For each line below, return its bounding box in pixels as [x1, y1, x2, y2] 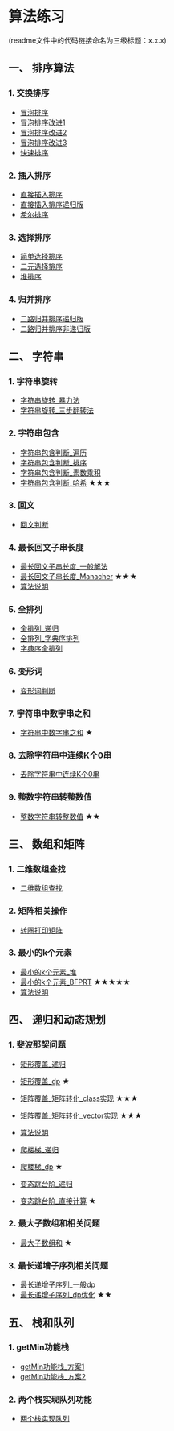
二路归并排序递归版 [19, 313, 84, 323]
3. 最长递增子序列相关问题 [8, 1259, 109, 1271]
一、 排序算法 [8, 61, 75, 75]
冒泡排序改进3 [19, 138, 67, 147]
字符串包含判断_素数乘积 [19, 468, 102, 478]
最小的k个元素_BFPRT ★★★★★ [19, 977, 131, 986]
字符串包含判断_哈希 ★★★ [19, 478, 111, 487]
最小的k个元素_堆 [19, 967, 77, 977]
